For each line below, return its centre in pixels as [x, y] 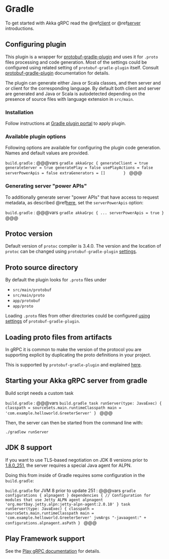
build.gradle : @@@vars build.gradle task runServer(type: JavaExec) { [83, 403]
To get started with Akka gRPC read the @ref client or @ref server [73, 23]
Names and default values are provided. [47, 153]
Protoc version [29, 234]
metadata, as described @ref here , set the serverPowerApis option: [74, 202]
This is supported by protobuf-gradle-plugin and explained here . [74, 365]
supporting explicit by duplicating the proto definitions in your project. [78, 355]
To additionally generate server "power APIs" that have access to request [82, 197]
